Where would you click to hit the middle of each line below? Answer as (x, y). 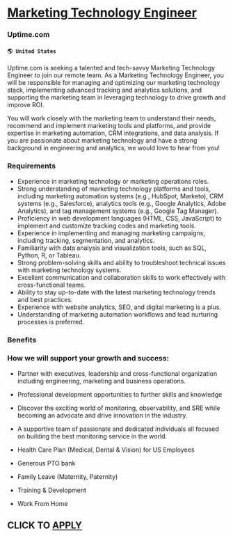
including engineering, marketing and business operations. (102, 381)
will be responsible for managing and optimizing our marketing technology (114, 83)
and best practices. (45, 299)
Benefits (22, 340)
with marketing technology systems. (69, 270)
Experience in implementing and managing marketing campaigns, (111, 233)
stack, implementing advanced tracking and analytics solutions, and (105, 90)
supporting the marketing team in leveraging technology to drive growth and (116, 97)
